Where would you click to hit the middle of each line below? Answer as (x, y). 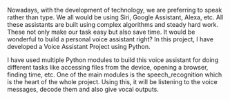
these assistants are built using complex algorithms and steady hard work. (113, 24)
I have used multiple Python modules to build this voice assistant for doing (113, 60)
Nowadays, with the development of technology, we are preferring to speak (115, 10)
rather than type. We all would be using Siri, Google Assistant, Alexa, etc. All (115, 17)
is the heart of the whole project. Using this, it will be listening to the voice (112, 82)
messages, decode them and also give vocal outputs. (83, 89)
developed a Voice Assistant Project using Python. (79, 47)
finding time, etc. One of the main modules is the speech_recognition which (115, 74)
